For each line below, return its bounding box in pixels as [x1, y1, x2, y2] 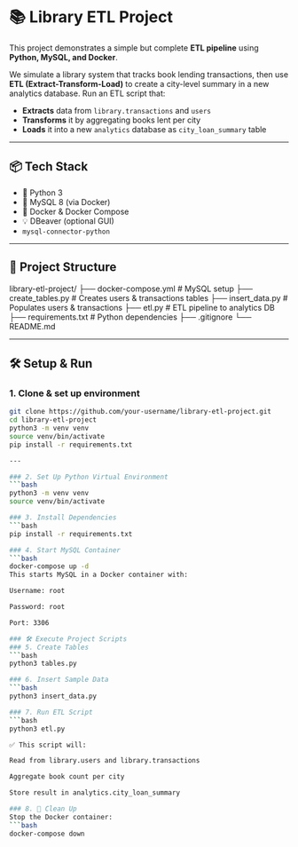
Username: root [9, 587, 66, 596]
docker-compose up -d [9, 562, 90, 571]
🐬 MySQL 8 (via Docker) [21, 196, 111, 207]
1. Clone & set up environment [9, 387, 140, 400]
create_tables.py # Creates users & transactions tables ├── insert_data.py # [9, 292, 288, 303]
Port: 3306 [9, 618, 50, 627]
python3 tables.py [9, 659, 77, 669]
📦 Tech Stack [9, 159, 89, 174]
